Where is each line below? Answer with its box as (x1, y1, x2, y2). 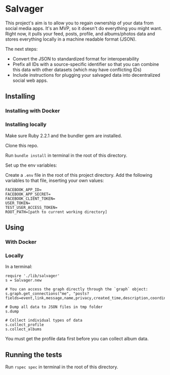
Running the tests (5, 350, 62, 359)
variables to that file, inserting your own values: (5, 177, 104, 183)
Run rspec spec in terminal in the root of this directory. (5, 364, 118, 370)
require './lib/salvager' (5, 273, 60, 278)
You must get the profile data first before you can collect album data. (5, 336, 149, 342)
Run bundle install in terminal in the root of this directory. (5, 152, 127, 158)
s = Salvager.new (5, 278, 42, 283)
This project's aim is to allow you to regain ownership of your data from (5, 20, 154, 26)
